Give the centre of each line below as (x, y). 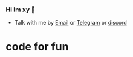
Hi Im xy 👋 (21, 10)
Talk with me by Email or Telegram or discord (71, 23)
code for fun (37, 47)
